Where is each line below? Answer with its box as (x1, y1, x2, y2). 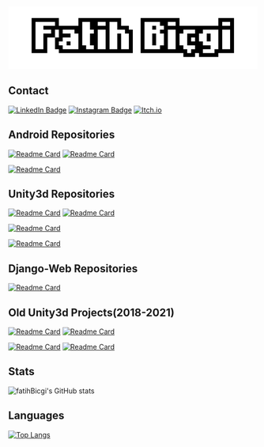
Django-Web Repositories (8, 262, 138, 275)
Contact (8, 84, 49, 97)
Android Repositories (8, 128, 115, 142)
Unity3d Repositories (8, 188, 115, 201)
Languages (8, 409, 65, 422)
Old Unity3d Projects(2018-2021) (8, 305, 175, 319)
